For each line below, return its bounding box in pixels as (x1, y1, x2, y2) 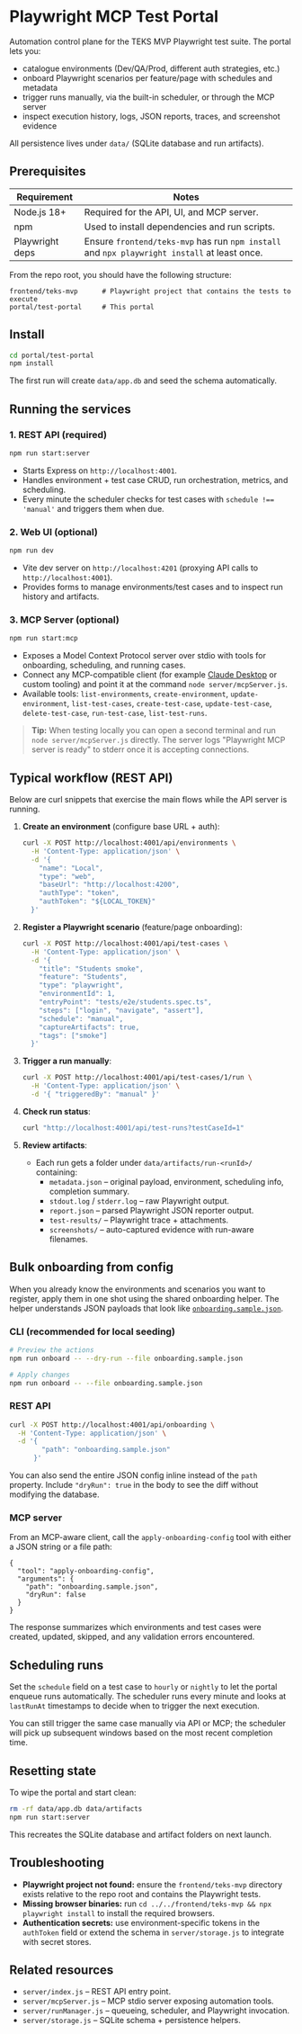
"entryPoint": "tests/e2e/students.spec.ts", (39, 998, 213, 1007)
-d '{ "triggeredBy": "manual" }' (31, 1090, 160, 1099)
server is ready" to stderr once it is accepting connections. (31, 744, 250, 755)
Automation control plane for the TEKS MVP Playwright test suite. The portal (9, 36, 292, 47)
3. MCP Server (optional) (9, 614, 120, 626)
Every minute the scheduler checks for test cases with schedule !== (22, 493, 275, 505)
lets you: (9, 45, 41, 56)
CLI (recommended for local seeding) (9, 1325, 175, 1338)
